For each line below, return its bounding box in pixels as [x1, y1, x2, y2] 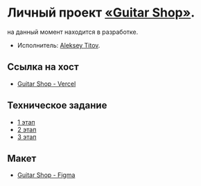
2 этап [17, 125, 37, 133]
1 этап [17, 118, 36, 126]
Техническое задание [7, 100, 107, 111]
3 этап [17, 133, 37, 141]
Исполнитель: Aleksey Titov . [17, 41, 101, 49]
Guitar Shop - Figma [17, 171, 76, 179]
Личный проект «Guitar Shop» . [7, 5, 195, 21]
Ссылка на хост [7, 61, 79, 73]
